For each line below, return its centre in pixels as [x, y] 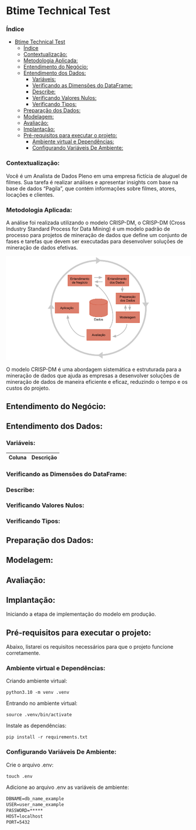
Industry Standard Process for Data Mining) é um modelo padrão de [88, 229]
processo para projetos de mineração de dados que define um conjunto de [97, 235]
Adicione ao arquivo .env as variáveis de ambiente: [67, 787]
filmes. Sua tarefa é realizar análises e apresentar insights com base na [92, 182]
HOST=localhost [25, 816]
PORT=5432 [18, 822]
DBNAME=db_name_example [35, 799]
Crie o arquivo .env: [30, 765]
